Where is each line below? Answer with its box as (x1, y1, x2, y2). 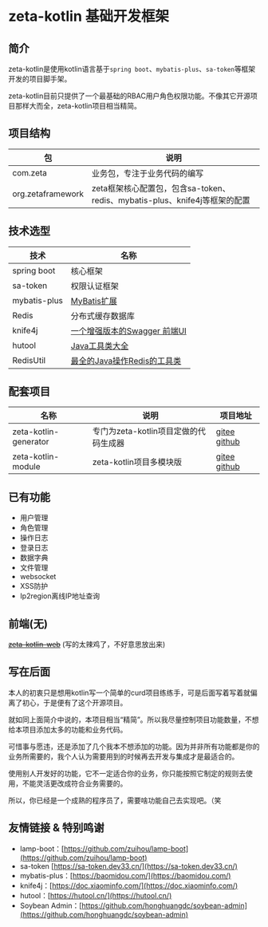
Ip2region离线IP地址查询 (19, 591, 100, 601)
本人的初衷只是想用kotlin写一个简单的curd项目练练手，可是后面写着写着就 (8, 688, 251, 697)
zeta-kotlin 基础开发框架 (8, 7, 170, 26)
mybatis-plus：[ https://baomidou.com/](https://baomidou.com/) (19, 870, 231, 880)
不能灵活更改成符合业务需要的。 (22, 779, 128, 788)
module (12, 461, 41, 472)
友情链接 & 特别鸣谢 (8, 821, 105, 834)
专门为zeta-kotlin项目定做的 (92, 426, 198, 437)
